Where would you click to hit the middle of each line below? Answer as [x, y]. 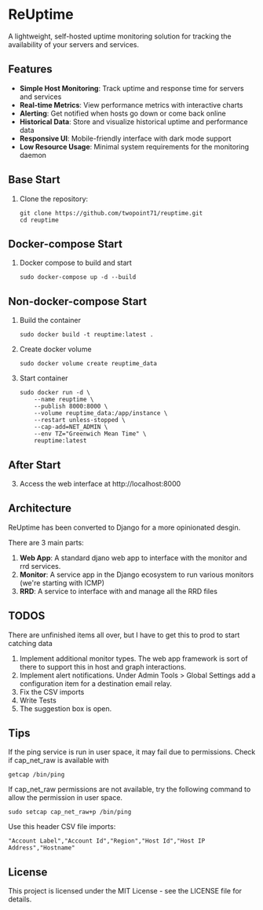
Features [30, 70]
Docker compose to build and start [75, 263]
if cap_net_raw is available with [58, 761]
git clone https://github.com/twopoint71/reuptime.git [111, 213]
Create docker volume [55, 349]
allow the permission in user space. [66, 798]
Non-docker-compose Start [78, 301]
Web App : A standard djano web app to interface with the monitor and [133, 558]
